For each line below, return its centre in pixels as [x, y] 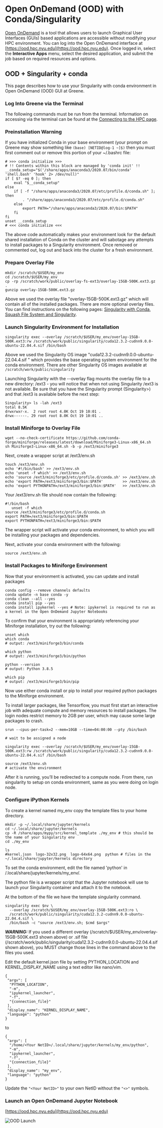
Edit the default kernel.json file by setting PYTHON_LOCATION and [72, 962]
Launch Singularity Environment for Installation [62, 327]
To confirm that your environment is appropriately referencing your [72, 620]
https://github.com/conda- [93, 438]
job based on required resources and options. [51, 58]
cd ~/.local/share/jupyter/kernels [41, 829]
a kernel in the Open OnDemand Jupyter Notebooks [56, 612]
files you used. [20, 952]
